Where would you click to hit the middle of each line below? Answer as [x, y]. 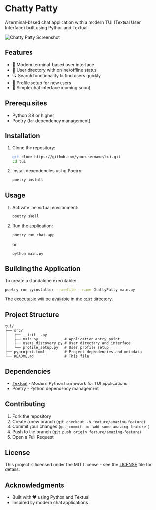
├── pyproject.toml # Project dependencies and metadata [73, 352]
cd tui [19, 162]
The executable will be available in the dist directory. [59, 299]
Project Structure [32, 315]
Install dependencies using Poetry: [47, 171]
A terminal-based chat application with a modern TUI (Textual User [73, 22]
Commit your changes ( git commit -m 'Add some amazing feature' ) [81, 426]
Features [19, 53]
